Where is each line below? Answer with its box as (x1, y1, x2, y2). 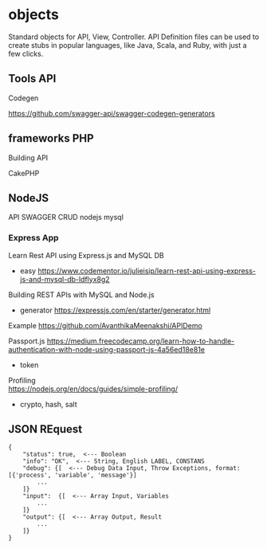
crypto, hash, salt (19, 399, 77, 409)
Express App (8, 233, 59, 244)
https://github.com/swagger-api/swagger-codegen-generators (8, 108, 215, 118)
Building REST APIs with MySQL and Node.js (8, 289, 155, 300)
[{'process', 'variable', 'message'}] (8, 472, 137, 480)
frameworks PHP (8, 131, 94, 145)
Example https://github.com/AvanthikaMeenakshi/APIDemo (8, 320, 203, 330)
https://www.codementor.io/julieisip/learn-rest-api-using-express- (37, 265, 257, 276)
